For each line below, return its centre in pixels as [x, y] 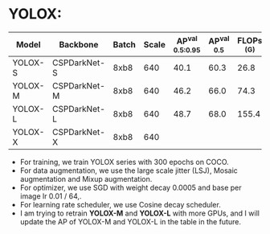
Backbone [79, 44]
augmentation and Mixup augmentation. [86, 179]
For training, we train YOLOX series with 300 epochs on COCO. [124, 162]
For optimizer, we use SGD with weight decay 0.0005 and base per [131, 188]
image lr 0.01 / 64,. [51, 196]
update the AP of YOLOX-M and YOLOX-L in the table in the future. [130, 222]
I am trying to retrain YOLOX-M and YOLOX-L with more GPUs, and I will [139, 213]
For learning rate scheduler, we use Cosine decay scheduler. [120, 205]
